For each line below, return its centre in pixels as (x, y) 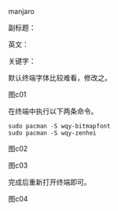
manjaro (22, 11)
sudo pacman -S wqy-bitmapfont (59, 126)
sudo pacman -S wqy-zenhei (52, 133)
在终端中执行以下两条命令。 (53, 111)
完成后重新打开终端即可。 (50, 182)
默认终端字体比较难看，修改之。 (60, 78)
